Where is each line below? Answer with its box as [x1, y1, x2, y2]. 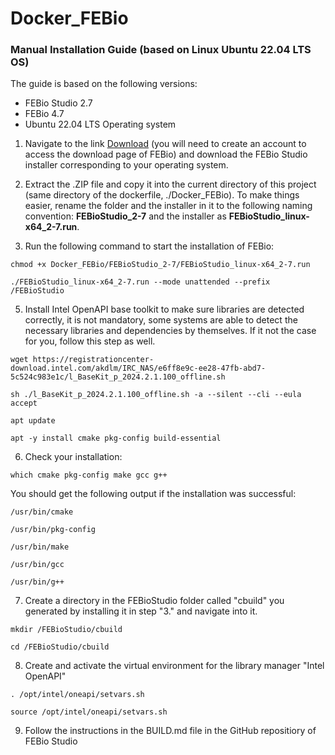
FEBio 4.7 [24, 108, 65, 120]
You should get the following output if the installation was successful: [10, 488, 297, 500]
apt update [10, 416, 56, 426]
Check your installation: [24, 451, 123, 463]
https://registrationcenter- [32, 355, 155, 365]
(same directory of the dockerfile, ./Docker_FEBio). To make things [24, 189, 300, 201]
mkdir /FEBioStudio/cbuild [10, 625, 123, 635]
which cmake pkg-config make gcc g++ [10, 470, 168, 481]
